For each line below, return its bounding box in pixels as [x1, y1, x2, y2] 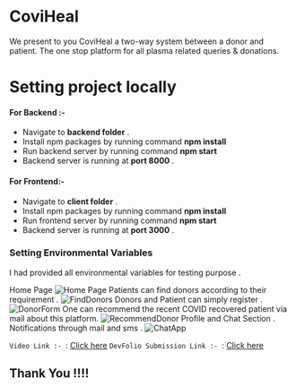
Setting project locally [9, 77, 177, 98]
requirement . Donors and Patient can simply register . [9, 294, 263, 305]
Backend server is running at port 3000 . [22, 224, 175, 235]
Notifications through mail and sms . [9, 322, 144, 333]
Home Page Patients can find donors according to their [9, 284, 267, 295]
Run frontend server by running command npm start [22, 215, 217, 226]
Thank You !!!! [9, 365, 90, 382]
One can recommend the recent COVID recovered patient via [62, 303, 288, 314]
